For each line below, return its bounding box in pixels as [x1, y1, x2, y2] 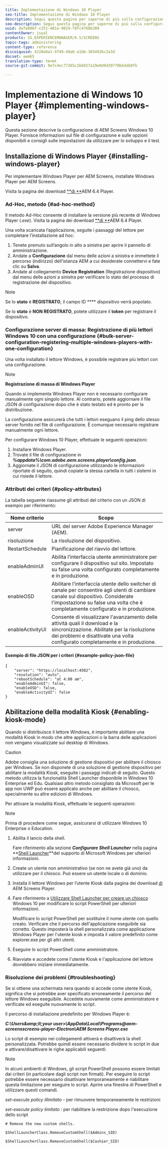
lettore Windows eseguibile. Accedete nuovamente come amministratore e [5, 996, 159, 1002]
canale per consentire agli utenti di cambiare [51, 586, 156, 593]
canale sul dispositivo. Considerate [51, 593, 133, 600]
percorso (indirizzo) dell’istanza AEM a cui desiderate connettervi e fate [12, 258, 160, 264]
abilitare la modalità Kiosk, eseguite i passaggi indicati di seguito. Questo [5, 770, 155, 776]
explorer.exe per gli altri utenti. [12, 937, 75, 943]
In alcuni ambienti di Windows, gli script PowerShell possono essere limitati [5, 1066, 160, 1072]
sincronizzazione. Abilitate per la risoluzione [51, 626, 155, 633]
